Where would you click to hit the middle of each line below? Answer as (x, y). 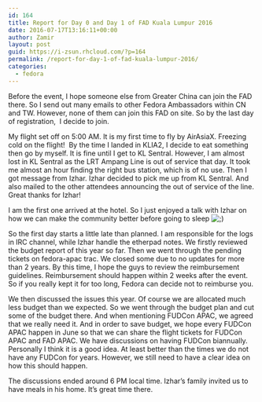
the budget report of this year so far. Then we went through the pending (125, 250)
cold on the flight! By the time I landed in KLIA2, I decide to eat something (128, 144)
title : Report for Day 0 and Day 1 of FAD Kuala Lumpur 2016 (111, 23)
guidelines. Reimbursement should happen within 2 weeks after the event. (128, 275)
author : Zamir (31, 37)
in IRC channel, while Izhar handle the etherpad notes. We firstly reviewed (128, 242)
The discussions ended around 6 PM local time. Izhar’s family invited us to (128, 381)
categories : (28, 67)
